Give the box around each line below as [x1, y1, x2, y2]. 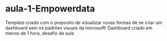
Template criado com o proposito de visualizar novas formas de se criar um [5, 19, 162, 25]
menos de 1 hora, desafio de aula [5, 30, 74, 36]
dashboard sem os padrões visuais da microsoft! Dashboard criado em [5, 24, 153, 30]
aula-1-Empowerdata [5, 3, 95, 14]
